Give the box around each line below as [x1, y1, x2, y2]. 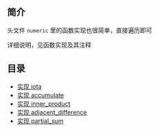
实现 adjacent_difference [16, 108, 87, 116]
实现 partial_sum [16, 116, 64, 125]
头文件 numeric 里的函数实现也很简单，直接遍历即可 [7, 26, 152, 34]
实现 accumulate [16, 91, 64, 99]
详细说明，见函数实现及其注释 [7, 41, 91, 49]
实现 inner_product [16, 99, 71, 108]
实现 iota [16, 82, 42, 91]
